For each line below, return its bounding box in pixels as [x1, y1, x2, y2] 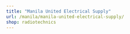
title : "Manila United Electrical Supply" [6, 8, 111, 14]
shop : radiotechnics [6, 19, 57, 25]
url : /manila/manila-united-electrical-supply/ [6, 14, 125, 20]
